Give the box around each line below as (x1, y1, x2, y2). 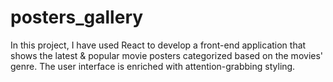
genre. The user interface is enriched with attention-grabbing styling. (10, 60, 296, 72)
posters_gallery (10, 6, 144, 29)
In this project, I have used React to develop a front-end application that (10, 39, 307, 51)
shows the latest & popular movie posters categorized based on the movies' (10, 49, 324, 61)
